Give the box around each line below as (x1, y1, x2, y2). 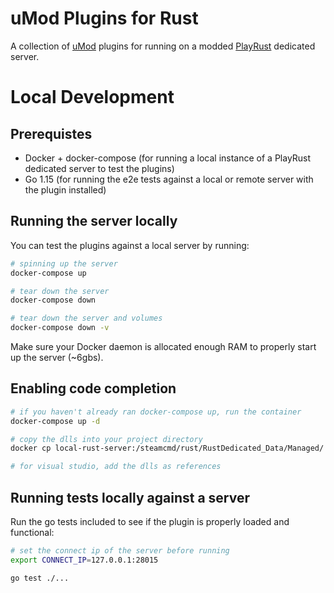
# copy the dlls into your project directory (10, 434, 203, 444)
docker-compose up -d (10, 416, 101, 426)
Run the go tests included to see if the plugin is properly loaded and (10, 516, 290, 527)
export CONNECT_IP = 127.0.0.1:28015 (10, 555, 159, 565)
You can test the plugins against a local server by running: (10, 239, 250, 251)
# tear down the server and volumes (10, 313, 163, 324)
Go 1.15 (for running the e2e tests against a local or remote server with (24, 173, 314, 185)
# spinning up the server (10, 258, 118, 269)
